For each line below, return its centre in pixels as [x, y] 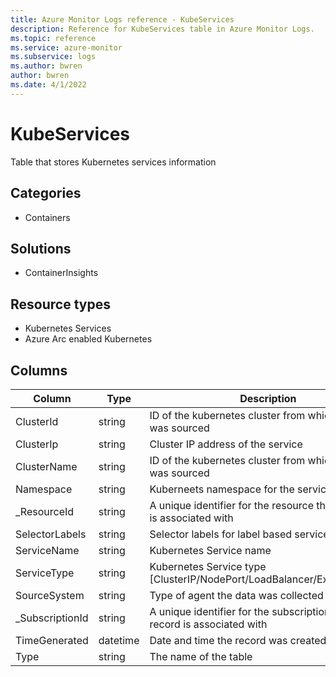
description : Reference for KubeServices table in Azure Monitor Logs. [162, 29]
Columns [39, 370]
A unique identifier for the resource [231, 505]
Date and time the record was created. [239, 640]
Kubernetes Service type [208, 566]
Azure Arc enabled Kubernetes [88, 339]
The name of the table [201, 656]
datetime [119, 640]
